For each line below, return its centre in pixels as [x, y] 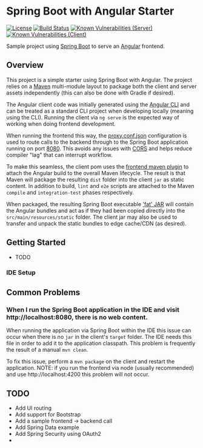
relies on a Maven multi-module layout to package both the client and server [101, 86]
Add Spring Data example [47, 427]
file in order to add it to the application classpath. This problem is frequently [101, 343]
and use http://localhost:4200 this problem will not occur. [78, 375]
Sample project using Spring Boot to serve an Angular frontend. [85, 46]
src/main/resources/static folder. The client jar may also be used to [92, 217]
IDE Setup [21, 273]
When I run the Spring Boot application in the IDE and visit [93, 309]
